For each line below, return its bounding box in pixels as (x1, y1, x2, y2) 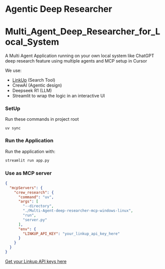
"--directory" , (23, 203, 54, 209)
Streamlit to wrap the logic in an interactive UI (12, 93, 105, 99)
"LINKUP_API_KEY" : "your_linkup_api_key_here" (23, 231, 120, 236)
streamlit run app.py (5, 158, 50, 163)
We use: (5, 67, 22, 73)
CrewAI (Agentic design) (12, 82, 63, 88)
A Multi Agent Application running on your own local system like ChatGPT (5, 53, 154, 59)
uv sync (5, 126, 21, 131)
